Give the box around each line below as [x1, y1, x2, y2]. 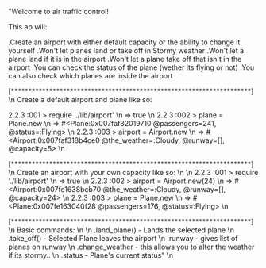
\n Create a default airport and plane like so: [8, 95, 152, 104]
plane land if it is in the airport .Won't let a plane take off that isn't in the [8, 55, 242, 63]
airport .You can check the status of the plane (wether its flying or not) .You [8, 63, 255, 72]
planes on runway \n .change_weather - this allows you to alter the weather [8, 242, 255, 251]
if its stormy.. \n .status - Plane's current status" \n [8, 251, 174, 260]
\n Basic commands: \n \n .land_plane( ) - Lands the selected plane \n [8, 225, 234, 235]
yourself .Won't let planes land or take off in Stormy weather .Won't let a [8, 46, 245, 55]
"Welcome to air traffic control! [8, 7, 110, 16]
